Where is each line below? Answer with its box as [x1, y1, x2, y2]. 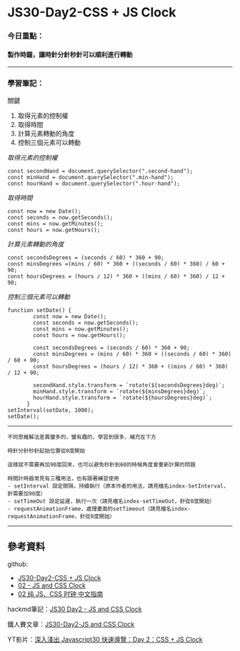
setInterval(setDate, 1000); [7, 406, 94, 414]
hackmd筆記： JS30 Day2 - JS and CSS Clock [7, 605, 142, 614]
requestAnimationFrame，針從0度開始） [7, 513, 116, 520]
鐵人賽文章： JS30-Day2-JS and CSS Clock [7, 620, 135, 629]
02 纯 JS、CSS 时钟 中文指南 [17, 590, 104, 598]
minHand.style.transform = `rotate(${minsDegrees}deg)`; [33, 388, 206, 395]
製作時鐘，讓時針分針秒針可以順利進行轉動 [7, 50, 133, 59]
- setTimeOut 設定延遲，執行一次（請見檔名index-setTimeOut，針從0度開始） [7, 498, 216, 505]
